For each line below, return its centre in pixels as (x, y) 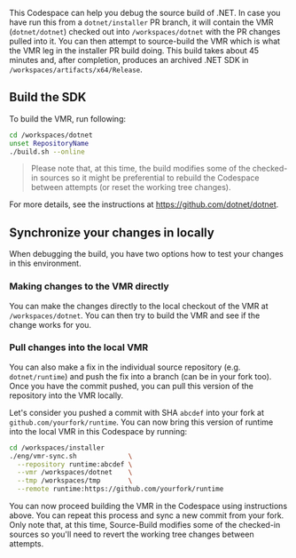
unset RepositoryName (49, 143)
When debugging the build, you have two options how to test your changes (146, 254)
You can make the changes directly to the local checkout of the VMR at (139, 306)
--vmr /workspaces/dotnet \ (75, 473)
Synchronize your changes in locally (112, 232)
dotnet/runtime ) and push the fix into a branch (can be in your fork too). (140, 376)
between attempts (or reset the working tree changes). (131, 187)
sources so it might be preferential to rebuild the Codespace (149, 178)
